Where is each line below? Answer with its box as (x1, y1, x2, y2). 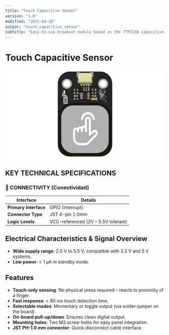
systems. (12, 253, 32, 259)
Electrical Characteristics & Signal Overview (5, 235, 148, 243)
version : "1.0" (5, 13, 37, 19)
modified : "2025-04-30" (5, 19, 56, 24)
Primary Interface (7, 204, 46, 210)
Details (80, 197, 96, 203)
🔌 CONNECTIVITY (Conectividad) (5, 184, 90, 191)
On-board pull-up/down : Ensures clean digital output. (12, 314, 126, 320)
